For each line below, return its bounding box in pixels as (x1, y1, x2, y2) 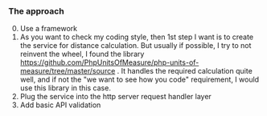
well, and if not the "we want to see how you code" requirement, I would (19, 74, 260, 85)
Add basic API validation (19, 100, 101, 110)
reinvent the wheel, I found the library (19, 50, 145, 59)
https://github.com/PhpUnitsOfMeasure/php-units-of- (19, 58, 199, 67)
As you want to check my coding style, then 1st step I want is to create (19, 32, 254, 42)
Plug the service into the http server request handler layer (19, 92, 212, 102)
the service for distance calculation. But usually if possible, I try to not (19, 41, 252, 50)
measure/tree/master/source (19, 66, 116, 76)
